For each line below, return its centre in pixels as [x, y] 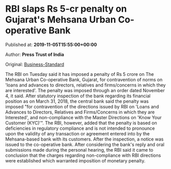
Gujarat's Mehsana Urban [61, 20]
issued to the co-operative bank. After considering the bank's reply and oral [85, 144]
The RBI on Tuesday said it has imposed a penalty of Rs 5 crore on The [80, 74]
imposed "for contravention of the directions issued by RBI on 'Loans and [82, 106]
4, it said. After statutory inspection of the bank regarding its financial [78, 96]
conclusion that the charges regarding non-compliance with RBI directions [83, 155]
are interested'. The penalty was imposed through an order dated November [85, 90]
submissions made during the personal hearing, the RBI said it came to [79, 150]
